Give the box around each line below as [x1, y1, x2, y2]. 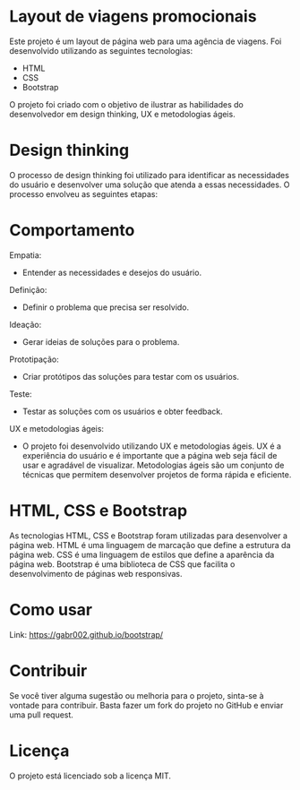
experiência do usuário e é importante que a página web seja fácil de [21, 450, 278, 460]
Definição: [9, 284, 47, 295]
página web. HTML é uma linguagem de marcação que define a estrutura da [9, 539, 291, 550]
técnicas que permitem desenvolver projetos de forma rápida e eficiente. [21, 468, 292, 480]
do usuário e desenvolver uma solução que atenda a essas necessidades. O [9, 179, 290, 190]
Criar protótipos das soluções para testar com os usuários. [21, 371, 240, 382]
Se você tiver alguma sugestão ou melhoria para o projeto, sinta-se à [9, 690, 264, 700]
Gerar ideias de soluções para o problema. [21, 336, 180, 347]
